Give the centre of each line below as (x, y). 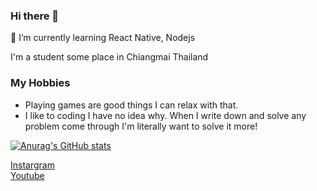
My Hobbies (40, 83)
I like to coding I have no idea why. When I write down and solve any (165, 115)
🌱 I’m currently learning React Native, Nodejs (103, 38)
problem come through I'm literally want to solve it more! (141, 126)
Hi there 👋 (35, 16)
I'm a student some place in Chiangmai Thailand (109, 57)
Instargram (32, 165)
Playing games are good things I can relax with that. (131, 105)
